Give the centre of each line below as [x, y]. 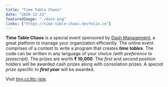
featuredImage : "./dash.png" [36, 19]
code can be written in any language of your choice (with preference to [79, 54]
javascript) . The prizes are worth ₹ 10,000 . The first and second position [80, 59]
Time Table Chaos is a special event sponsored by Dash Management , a [80, 38]
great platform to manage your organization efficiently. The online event [80, 43]
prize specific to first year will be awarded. [50, 70]
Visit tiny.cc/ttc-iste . [26, 79]
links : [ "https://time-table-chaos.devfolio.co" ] [58, 24]
